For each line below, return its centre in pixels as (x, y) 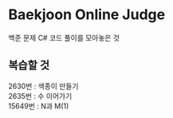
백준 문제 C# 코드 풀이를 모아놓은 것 (64, 37)
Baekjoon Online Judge (87, 15)
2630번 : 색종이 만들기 (43, 86)
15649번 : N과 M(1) (39, 106)
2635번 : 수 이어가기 (40, 96)
